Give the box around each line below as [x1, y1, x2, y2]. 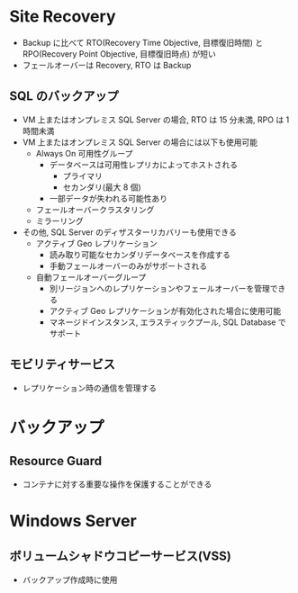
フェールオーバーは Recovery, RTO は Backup [22, 59, 192, 70]
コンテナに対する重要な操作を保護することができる [22, 479, 212, 490]
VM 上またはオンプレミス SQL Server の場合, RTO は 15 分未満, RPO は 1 [22, 114, 290, 125]
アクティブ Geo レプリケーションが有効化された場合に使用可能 [49, 305, 282, 316]
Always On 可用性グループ [35, 148, 133, 158]
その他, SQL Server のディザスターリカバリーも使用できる [22, 227, 237, 238]
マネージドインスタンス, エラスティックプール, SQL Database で [49, 317, 286, 328]
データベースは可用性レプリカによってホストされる [49, 159, 239, 170]
